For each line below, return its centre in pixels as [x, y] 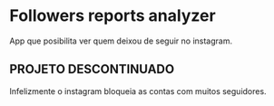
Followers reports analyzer [113, 16]
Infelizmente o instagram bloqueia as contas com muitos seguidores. [138, 91]
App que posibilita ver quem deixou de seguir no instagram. [121, 41]
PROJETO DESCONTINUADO [92, 69]
